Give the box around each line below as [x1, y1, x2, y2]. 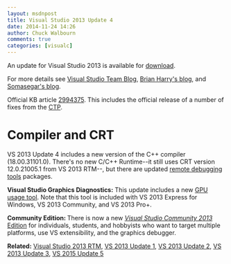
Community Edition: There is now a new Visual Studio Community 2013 [7, 213, 213, 222]
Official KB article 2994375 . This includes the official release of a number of [7, 96, 224, 104]
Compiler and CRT [7, 127, 114, 143]
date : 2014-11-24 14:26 [7, 23, 76, 30]
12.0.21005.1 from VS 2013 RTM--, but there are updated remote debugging [7, 164, 223, 173]
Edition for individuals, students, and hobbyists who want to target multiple [7, 221, 221, 229]
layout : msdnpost [7, 10, 58, 17]
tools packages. [7, 172, 53, 180]
